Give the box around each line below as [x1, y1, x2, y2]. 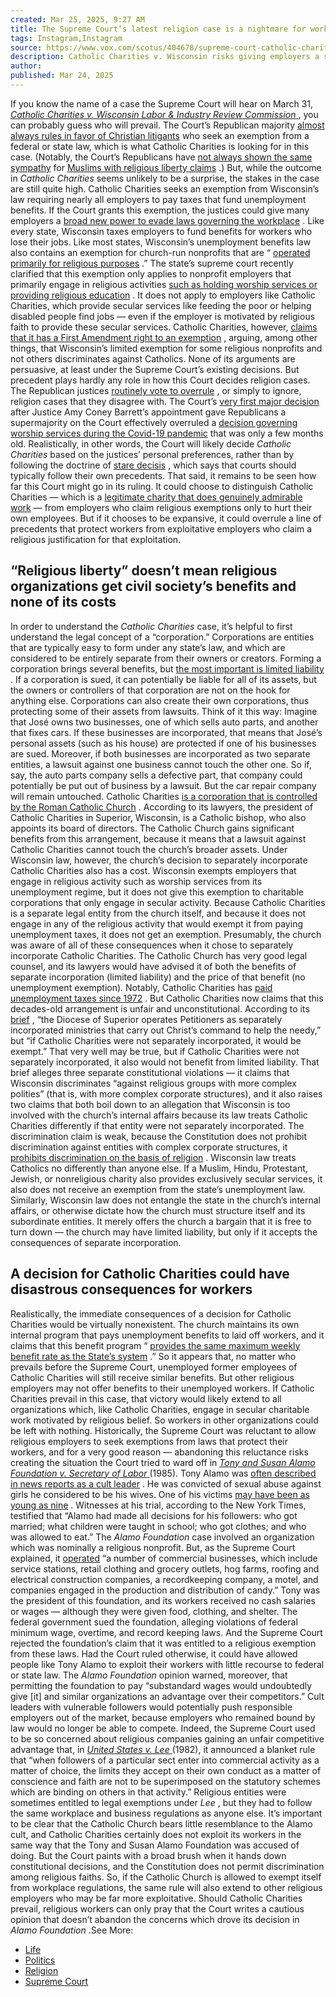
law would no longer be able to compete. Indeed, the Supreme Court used [10, 1722, 316, 1734]
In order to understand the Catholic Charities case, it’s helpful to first [10, 620, 293, 632]
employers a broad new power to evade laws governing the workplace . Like [10, 214, 325, 226]
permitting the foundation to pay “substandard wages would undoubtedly [10, 1679, 313, 1691]
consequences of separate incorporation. [10, 1236, 182, 1248]
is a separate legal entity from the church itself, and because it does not [10, 907, 307, 919]
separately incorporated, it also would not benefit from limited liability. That [10, 1056, 320, 1068]
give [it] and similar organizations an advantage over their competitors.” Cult [10, 1690, 325, 1702]
